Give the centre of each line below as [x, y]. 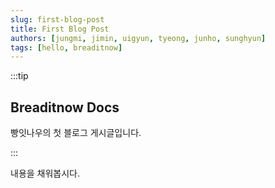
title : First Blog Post [60, 29]
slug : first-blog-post [57, 19]
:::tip [19, 76]
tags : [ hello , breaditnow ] [66, 47]
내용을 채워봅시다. [45, 173]
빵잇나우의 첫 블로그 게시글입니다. [76, 133]
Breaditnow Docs [65, 107]
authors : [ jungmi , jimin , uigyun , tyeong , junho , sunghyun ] [138, 38]
